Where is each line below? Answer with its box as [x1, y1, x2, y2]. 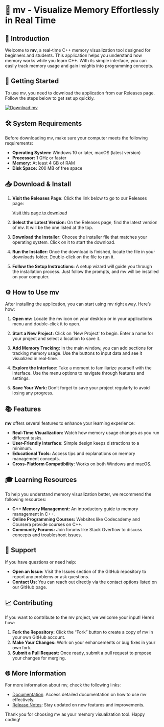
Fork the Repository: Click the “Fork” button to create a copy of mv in [12, 629, 153, 635]
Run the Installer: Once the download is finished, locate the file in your [12, 249, 155, 255]
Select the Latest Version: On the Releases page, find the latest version [12, 220, 158, 226]
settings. [12, 375, 30, 381]
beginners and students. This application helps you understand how [5, 52, 142, 58]
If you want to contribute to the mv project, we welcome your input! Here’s [5, 614, 155, 620]
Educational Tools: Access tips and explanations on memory [12, 451, 136, 456]
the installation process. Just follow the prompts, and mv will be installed [12, 269, 159, 274]
